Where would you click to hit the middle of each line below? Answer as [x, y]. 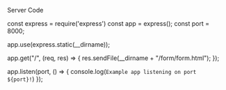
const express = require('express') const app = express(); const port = [108, 23]
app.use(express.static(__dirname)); [58, 44]
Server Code [25, 10]
